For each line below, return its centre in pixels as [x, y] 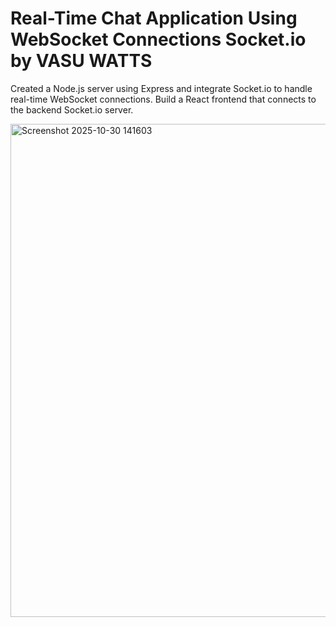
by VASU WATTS [81, 61]
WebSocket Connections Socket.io [158, 39]
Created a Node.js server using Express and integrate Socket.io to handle [161, 88]
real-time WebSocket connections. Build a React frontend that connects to [163, 99]
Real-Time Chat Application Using [154, 18]
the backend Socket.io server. [72, 109]
